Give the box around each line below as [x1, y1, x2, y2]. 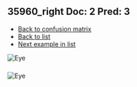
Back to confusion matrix [17, 24, 91, 33]
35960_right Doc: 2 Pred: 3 [7, 6, 131, 18]
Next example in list [17, 39, 76, 48]
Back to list [17, 32, 51, 41]
